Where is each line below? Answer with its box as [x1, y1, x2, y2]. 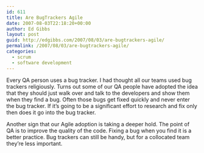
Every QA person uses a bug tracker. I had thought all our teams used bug [6, 76, 192, 84]
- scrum [12, 54, 32, 60]
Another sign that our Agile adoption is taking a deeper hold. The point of [6, 120, 190, 127]
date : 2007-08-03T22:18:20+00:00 [6, 20, 91, 26]
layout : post [6, 32, 40, 38]
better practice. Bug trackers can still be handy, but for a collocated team [6, 133, 190, 140]
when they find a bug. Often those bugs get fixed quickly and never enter [6, 95, 191, 103]
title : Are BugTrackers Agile [6, 15, 83, 21]
